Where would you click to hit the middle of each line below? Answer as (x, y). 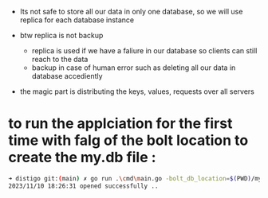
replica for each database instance (77, 20)
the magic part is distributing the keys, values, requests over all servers (137, 91)
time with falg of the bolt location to (128, 140)
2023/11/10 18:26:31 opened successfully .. (83, 186)
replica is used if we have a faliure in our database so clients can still (144, 50)
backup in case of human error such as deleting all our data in (134, 68)
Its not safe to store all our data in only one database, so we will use (131, 12)
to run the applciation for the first (120, 124)
